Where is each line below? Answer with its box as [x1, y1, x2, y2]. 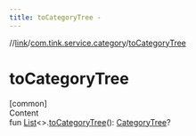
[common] [9, 98, 47, 108]
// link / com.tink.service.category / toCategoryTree [9, 37, 187, 48]
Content [9, 108, 39, 118]
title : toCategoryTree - [9, 12, 102, 22]
